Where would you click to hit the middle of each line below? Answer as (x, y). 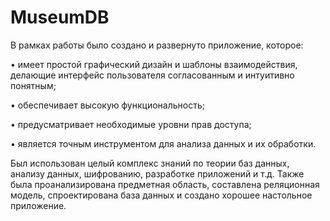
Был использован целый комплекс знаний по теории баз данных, (150, 163)
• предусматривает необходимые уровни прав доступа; (131, 124)
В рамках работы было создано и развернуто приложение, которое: (157, 45)
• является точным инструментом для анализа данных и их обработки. (163, 143)
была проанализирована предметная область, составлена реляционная (165, 184)
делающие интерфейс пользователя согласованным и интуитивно (152, 75)
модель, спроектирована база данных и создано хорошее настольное (161, 195)
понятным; (33, 85)
